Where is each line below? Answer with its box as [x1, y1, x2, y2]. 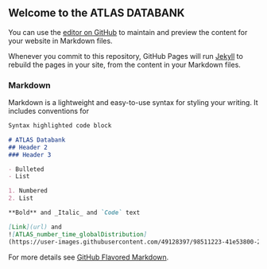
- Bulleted [8, 165, 44, 173]
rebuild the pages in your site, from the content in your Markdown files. [8, 60, 241, 69]
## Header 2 [8, 143, 48, 151]
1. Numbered [8, 187, 48, 195]
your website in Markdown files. [8, 36, 113, 45]
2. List [8, 194, 34, 202]
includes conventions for [8, 107, 90, 116]
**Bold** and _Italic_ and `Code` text [8, 209, 141, 217]
